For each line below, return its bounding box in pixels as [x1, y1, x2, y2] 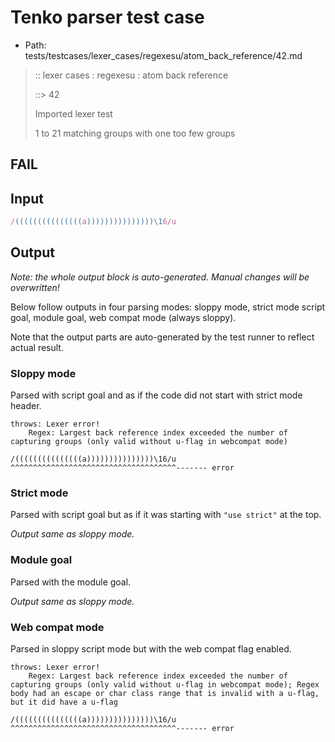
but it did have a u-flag [10, 697, 118, 708]
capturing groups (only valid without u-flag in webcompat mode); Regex [10, 680, 320, 690]
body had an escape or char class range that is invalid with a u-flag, [10, 689, 320, 699]
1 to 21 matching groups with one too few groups [34, 127, 236, 139]
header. [10, 400, 42, 412]
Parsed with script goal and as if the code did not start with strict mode [10, 389, 303, 401]
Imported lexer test [34, 107, 113, 120]
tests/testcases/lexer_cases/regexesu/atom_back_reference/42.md [24, 49, 303, 61]
